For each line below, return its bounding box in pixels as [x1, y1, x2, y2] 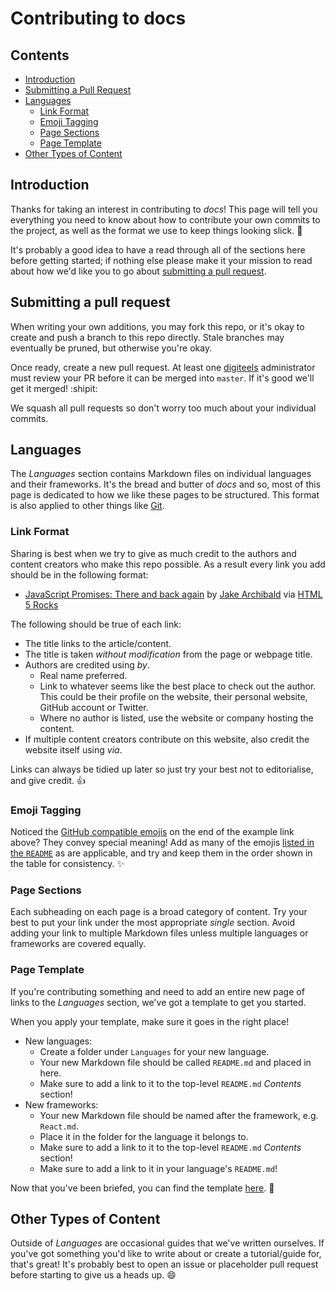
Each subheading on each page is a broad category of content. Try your [10, 906, 308, 918]
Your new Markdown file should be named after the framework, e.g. [39, 1109, 319, 1121]
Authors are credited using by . [24, 658, 150, 671]
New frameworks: [24, 1098, 99, 1111]
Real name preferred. [39, 669, 128, 681]
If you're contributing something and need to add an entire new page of [10, 985, 305, 997]
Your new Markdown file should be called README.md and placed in [39, 1056, 312, 1068]
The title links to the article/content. [24, 637, 172, 649]
